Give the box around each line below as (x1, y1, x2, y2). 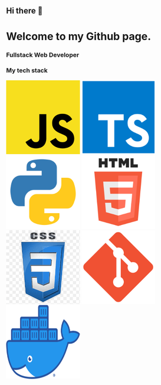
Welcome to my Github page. (6, 30, 152, 43)
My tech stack (6, 66, 48, 74)
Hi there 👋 (6, 6, 43, 16)
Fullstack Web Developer (6, 51, 80, 59)
